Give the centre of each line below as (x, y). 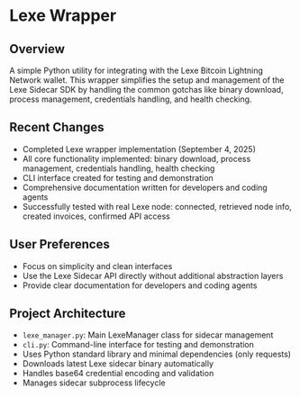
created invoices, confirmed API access (96, 216)
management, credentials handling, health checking (118, 168)
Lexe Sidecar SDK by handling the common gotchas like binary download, (146, 90)
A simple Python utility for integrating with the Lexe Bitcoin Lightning (136, 70)
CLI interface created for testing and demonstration (118, 177)
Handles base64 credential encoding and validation (118, 374)
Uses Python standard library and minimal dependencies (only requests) (156, 354)
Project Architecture (68, 314)
